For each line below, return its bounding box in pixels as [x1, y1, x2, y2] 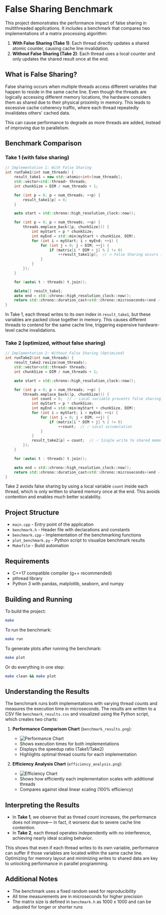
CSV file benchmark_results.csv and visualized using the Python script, [5, 711, 150, 717]
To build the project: [5, 608, 46, 614]
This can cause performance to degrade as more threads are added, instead [5, 119, 161, 125]
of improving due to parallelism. [5, 125, 70, 131]
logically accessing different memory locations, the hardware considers [5, 94, 151, 100]
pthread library [12, 575, 43, 581]
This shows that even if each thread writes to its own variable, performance [5, 845, 159, 851]
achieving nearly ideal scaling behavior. [12, 835, 93, 841]
